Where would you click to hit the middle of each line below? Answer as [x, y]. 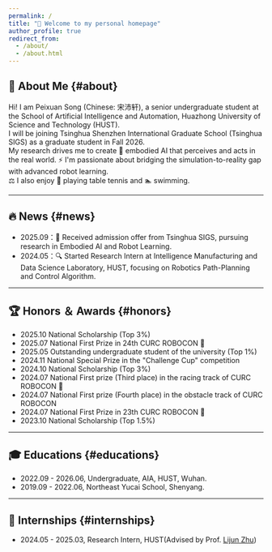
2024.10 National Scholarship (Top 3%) [85, 369]
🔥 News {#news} [52, 217]
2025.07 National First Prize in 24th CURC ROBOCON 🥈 [112, 343]
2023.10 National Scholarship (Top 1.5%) [87, 421]
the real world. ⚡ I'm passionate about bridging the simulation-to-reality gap [135, 160]
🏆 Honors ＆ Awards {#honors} [90, 312]
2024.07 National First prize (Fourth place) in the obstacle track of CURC [141, 395]
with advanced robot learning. [59, 171]
